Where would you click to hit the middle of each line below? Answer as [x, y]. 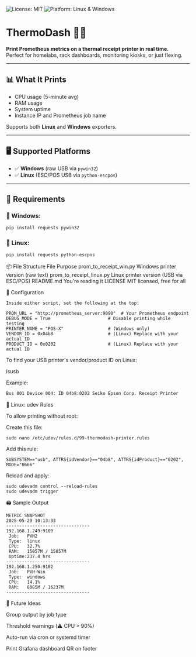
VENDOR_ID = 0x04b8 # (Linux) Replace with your [92, 334]
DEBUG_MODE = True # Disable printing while [88, 319]
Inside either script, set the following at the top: [73, 303]
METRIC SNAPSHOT [26, 516]
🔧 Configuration [25, 293]
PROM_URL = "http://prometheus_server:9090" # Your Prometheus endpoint [98, 314]
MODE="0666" [20, 465]
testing [15, 324]
